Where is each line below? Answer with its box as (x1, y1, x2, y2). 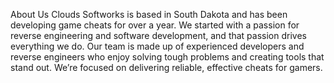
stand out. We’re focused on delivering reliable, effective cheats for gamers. (10, 62, 323, 73)
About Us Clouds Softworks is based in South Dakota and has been (10, 9, 288, 20)
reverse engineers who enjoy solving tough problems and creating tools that (10, 51, 325, 63)
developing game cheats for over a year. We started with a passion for (10, 19, 300, 31)
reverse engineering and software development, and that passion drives (10, 30, 307, 41)
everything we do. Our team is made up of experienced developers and (10, 40, 305, 52)
